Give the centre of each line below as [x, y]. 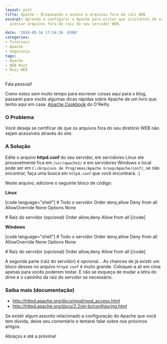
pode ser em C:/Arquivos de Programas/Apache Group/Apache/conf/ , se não [83, 168]
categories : [17, 37]
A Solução [18, 146]
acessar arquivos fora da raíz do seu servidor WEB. [65, 24]
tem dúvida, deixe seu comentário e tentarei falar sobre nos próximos [76, 321]
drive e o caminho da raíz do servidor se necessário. [59, 277]
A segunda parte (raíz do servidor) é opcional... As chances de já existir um [83, 261]
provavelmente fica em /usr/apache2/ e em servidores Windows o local [78, 162]
